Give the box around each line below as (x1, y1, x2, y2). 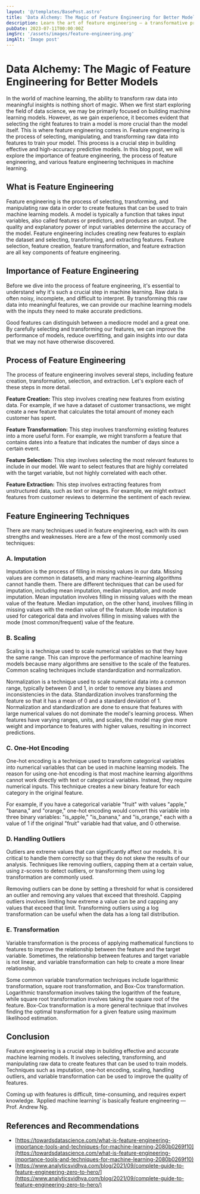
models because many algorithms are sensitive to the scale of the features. (6, 660, 190, 667)
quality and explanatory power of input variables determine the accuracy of (6, 223, 192, 230)
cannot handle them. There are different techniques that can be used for (6, 581, 184, 588)
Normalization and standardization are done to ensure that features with (6, 703, 183, 710)
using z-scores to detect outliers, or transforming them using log (6, 868, 165, 875)
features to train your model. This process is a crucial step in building (6, 139, 176, 146)
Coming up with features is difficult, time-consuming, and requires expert (6, 1091, 186, 1098)
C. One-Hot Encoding (6, 744, 70, 752)
